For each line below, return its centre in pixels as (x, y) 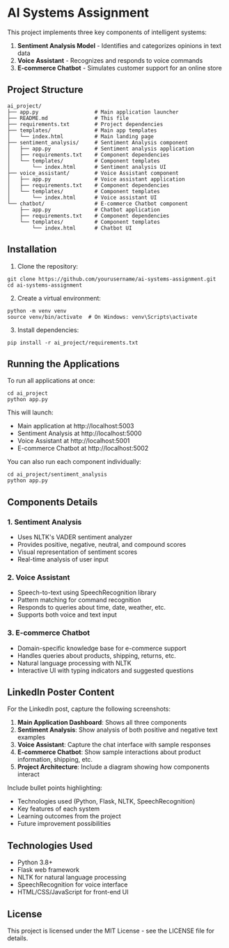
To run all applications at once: (51, 381)
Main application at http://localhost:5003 (76, 426)
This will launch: (30, 412)
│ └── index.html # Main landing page (81, 136)
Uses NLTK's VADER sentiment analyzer (75, 537)
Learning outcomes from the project (69, 816)
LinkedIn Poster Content (61, 692)
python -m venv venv (37, 311)
